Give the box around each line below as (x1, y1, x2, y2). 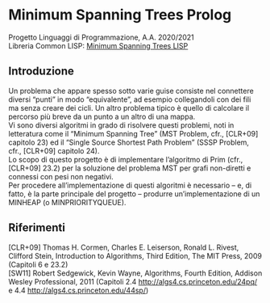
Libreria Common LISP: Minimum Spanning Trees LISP (8, 40, 189, 50)
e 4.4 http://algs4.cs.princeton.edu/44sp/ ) (8, 285, 149, 295)
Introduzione (8, 65, 75, 78)
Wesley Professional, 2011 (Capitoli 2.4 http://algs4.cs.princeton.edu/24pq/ (8, 276, 258, 286)
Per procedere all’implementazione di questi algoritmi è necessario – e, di (8, 180, 252, 190)
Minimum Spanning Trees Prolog (8, 6, 232, 24)
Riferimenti (8, 221, 66, 235)
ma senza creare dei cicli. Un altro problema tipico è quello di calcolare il (8, 103, 250, 112)
